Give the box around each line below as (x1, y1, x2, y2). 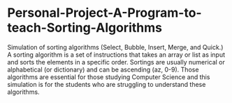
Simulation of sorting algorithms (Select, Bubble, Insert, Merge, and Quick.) (7, 43, 224, 51)
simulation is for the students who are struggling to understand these (7, 80, 206, 88)
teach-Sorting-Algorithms (7, 20, 163, 36)
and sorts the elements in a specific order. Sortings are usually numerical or (7, 57, 226, 66)
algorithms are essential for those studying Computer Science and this (7, 72, 210, 81)
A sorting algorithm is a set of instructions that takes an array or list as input (7, 50, 226, 59)
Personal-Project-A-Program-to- (7, 5, 202, 21)
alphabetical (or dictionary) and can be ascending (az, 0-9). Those (7, 65, 199, 74)
